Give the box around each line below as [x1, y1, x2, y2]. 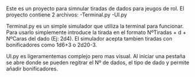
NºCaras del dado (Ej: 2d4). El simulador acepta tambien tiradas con [6, 35, 173, 42]
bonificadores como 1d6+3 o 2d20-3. [6, 41, 97, 48]
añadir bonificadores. [6, 65, 58, 72]
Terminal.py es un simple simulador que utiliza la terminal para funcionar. [6, 23, 184, 29]
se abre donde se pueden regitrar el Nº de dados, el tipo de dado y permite [6, 59, 190, 66]
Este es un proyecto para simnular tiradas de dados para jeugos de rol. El [6, 5, 184, 12]
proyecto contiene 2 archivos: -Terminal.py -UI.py [6, 11, 127, 18]
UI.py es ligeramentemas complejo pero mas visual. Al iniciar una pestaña [6, 53, 186, 59]
